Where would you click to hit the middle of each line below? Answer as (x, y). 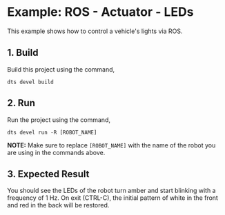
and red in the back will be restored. (58, 205)
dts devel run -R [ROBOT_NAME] (52, 132)
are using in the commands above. (56, 152)
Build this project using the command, (61, 69)
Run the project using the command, (59, 120)
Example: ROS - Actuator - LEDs (100, 12)
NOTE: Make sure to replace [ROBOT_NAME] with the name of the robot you (111, 145)
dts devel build (30, 82)
